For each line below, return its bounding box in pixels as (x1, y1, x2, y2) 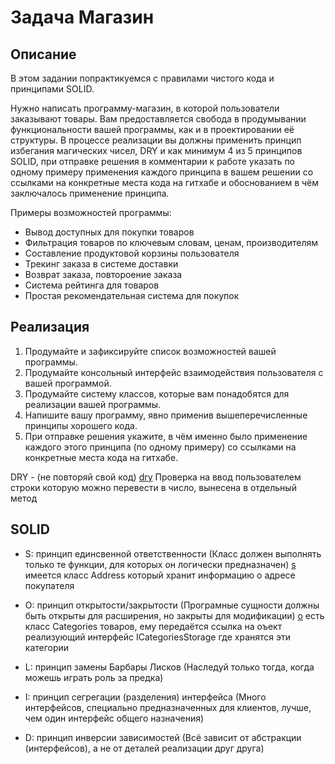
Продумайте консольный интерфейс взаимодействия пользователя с (24, 366, 324, 378)
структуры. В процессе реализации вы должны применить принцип (10, 134, 302, 146)
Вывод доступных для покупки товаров (24, 226, 195, 238)
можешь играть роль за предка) (24, 671, 164, 683)
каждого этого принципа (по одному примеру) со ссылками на (24, 441, 297, 453)
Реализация (10, 319, 90, 336)
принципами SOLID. (10, 83, 95, 95)
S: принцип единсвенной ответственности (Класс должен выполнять (24, 547, 322, 560)
